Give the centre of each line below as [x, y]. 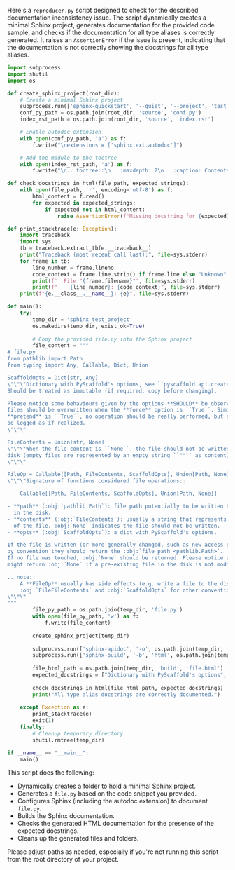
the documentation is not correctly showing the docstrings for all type [108, 47]
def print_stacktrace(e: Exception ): [62, 229]
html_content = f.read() [69, 196]
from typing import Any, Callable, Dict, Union [78, 365]
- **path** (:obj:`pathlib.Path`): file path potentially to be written [115, 506]
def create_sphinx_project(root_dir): [64, 93]
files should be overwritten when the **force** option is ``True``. [111, 410]
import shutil [28, 74]
